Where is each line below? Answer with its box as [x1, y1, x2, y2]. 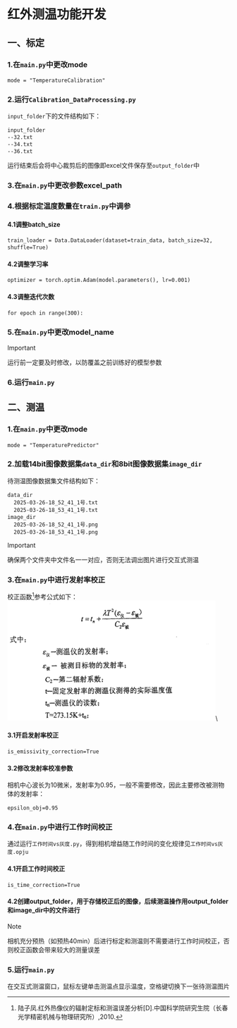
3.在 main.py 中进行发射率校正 [7, 575, 106, 585]
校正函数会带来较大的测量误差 [13, 946, 100, 954]
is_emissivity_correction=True [7, 748, 99, 755]
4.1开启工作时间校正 [7, 864, 66, 873]
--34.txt [7, 141, 33, 148]
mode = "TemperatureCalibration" [7, 77, 106, 84]
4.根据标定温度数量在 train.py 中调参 [7, 202, 131, 212]
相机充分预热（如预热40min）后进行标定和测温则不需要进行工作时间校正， [7, 936, 224, 945]
